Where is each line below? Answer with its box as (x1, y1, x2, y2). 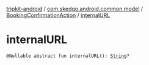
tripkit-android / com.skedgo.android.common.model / (6, 5, 144, 12)
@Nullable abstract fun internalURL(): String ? (6, 53, 130, 59)
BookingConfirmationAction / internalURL (6, 12, 111, 19)
